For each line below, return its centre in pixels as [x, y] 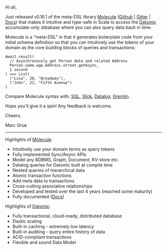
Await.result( [20, 57]
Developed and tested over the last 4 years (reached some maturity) [82, 191]
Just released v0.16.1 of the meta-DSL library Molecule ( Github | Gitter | [78, 17]
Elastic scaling [27, 221]
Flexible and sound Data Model [44, 242]
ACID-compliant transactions [42, 237]
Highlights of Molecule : [29, 139]
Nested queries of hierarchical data [48, 170]
